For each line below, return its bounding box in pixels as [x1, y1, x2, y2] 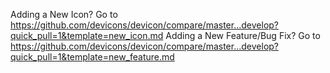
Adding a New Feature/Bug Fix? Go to [165, 30, 321, 41]
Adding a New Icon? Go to [10, 9, 118, 20]
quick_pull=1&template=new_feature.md [10, 51, 175, 63]
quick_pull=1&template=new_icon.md [10, 30, 164, 41]
